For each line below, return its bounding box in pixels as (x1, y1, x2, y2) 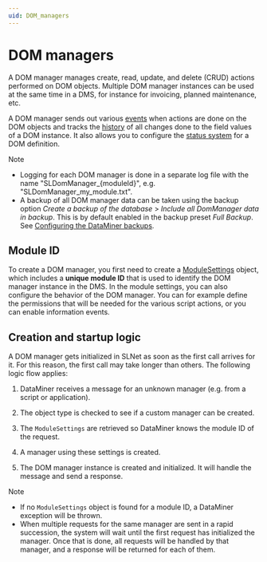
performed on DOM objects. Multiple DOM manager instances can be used (8, 81, 254, 90)
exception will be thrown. (19, 511, 103, 520)
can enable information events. (8, 307, 110, 317)
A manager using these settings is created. (19, 448, 161, 457)
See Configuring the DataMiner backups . (19, 220, 155, 230)
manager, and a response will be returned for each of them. (19, 544, 216, 555)
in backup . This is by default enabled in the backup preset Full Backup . (19, 212, 253, 222)
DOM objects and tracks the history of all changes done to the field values (8, 121, 253, 132)
